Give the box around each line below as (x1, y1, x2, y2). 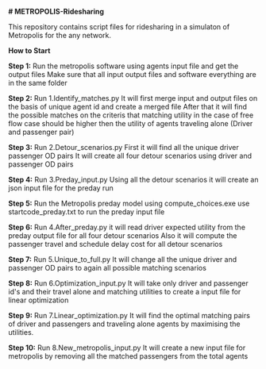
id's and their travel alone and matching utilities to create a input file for (8, 287, 241, 296)
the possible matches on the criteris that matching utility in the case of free (8, 110, 254, 120)
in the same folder (8, 79, 67, 87)
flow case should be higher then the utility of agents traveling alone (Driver (8, 119, 253, 128)
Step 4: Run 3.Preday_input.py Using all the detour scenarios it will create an (8, 175, 259, 184)
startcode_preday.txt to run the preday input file (8, 207, 165, 217)
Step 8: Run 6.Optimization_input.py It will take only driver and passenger (8, 279, 249, 288)
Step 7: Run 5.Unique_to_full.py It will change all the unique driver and (8, 255, 237, 264)
